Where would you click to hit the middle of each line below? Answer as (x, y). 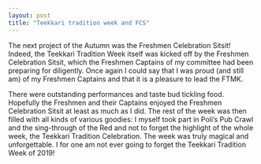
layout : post (30, 15)
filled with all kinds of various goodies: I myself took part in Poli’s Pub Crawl (131, 119)
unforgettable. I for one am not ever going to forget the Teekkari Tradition (127, 144)
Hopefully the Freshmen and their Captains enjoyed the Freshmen (115, 102)
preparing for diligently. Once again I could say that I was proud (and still (126, 70)
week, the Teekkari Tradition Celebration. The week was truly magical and (129, 136)
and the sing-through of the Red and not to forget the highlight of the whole (131, 128)
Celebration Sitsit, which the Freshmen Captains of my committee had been (131, 62)
